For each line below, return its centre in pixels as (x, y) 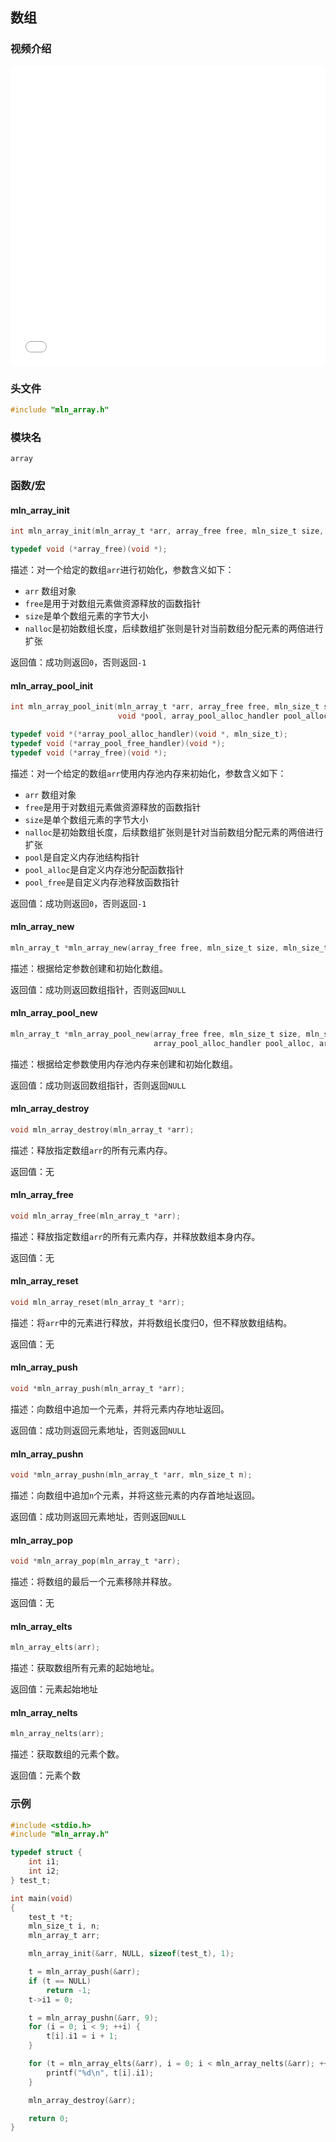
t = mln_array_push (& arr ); (84, 1972)
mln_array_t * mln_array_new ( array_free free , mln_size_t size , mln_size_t (169, 948)
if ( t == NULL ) (60, 1981)
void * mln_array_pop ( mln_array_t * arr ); (96, 1561)
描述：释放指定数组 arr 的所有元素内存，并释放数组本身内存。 (135, 1236)
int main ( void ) (42, 1898)
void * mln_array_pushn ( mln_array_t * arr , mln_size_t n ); (131, 1475)
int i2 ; (44, 1871)
